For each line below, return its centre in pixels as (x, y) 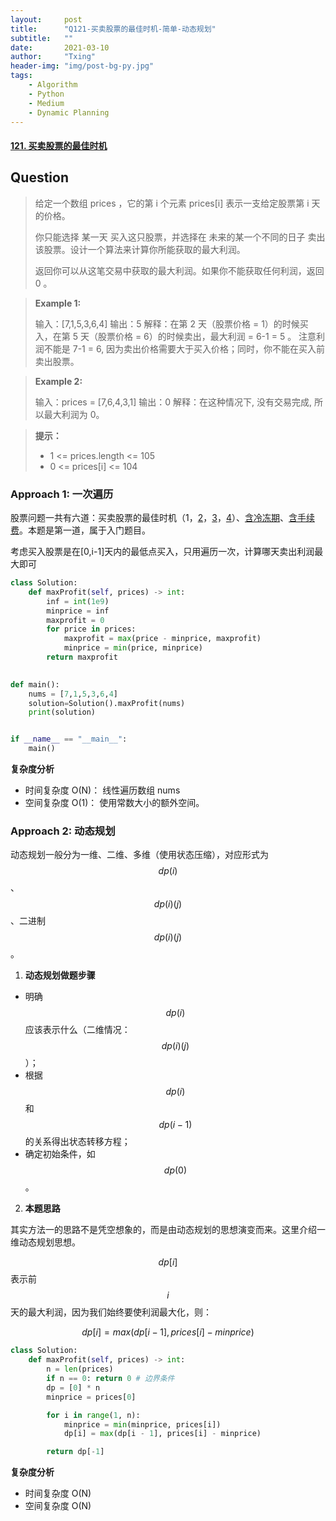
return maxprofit (82, 657)
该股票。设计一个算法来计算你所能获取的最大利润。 (140, 249)
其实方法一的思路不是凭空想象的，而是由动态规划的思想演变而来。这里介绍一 (168, 1230)
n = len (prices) (80, 1369)
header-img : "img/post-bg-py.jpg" (82, 66)
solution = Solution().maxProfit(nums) (107, 703)
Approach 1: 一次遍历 (62, 494)
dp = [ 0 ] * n (73, 1387)
